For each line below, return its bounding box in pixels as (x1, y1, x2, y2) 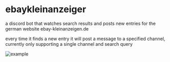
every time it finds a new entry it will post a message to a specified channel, (5, 36, 165, 42)
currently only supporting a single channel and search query (5, 41, 133, 47)
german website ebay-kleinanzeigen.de (5, 25, 89, 32)
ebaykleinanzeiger (5, 4, 87, 15)
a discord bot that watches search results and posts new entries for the (5, 20, 156, 26)
